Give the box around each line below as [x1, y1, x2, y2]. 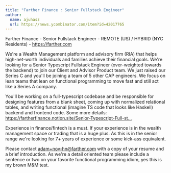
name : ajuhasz [10, 17, 40, 22]
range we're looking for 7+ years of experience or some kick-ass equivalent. [5, 136, 166, 142]
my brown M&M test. [5, 162, 50, 168]
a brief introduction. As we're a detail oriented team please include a [5, 151, 149, 157]
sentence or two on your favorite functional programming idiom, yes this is [5, 157, 162, 163]
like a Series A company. [5, 84, 57, 90]
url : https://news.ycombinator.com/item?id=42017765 [10, 21, 125, 27]
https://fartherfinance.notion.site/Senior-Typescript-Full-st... [5, 115, 132, 121]
